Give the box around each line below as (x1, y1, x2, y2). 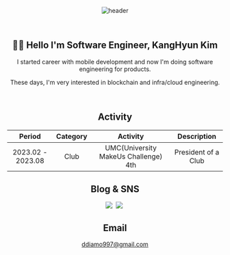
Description (177, 131, 217, 141)
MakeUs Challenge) (99, 151, 163, 161)
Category (55, 131, 88, 141)
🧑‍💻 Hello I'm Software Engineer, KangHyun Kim (12, 40, 218, 51)
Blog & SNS (90, 183, 140, 195)
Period (18, 131, 41, 141)
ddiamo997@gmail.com (81, 240, 149, 249)
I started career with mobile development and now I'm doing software (16, 57, 214, 66)
